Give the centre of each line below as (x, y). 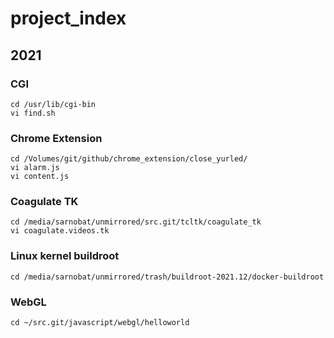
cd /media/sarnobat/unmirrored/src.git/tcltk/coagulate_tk (136, 222)
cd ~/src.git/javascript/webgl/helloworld (100, 323)
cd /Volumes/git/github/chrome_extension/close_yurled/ (129, 159)
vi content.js (40, 177)
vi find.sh (33, 113)
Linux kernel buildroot (65, 256)
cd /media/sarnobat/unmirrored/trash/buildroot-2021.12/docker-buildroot (167, 277)
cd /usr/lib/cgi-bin (53, 104)
